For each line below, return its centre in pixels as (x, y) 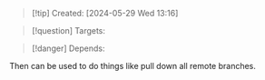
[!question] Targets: (69, 30)
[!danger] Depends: (68, 48)
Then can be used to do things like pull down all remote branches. (133, 66)
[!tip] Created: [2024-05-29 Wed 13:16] (105, 13)
